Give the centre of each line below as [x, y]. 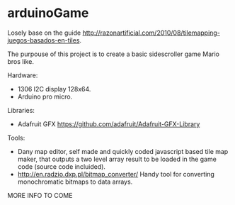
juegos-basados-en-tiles [44, 40]
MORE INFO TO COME [40, 195]
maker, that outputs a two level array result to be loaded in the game [117, 159]
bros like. [21, 61]
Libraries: [21, 110]
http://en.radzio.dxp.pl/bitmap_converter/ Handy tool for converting [116, 174]
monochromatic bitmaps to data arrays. [75, 182]
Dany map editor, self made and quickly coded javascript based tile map [123, 151]
